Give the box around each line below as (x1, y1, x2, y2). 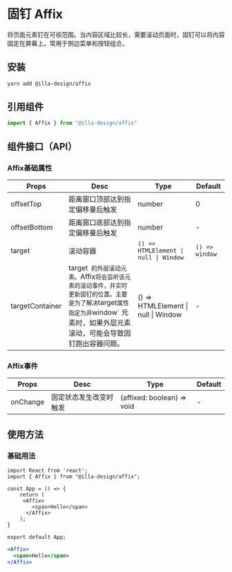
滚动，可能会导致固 (68, 329, 131, 338)
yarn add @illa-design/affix (7, 80, 91, 87)
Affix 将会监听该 (80, 272, 126, 281)
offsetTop (10, 199, 42, 208)
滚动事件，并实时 (80, 282, 128, 289)
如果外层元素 (89, 318, 131, 327)
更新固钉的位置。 (68, 290, 116, 298)
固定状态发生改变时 (50, 392, 114, 402)
